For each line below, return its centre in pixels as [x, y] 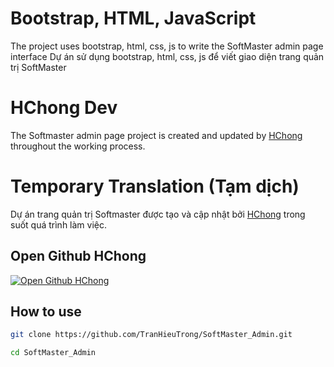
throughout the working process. [78, 146]
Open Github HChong [78, 256]
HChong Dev [64, 108]
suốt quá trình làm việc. [58, 224]
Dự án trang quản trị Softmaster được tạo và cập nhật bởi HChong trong [158, 214]
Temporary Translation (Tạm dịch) [155, 186]
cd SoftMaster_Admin [53, 353]
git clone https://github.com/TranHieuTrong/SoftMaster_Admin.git [151, 335]
